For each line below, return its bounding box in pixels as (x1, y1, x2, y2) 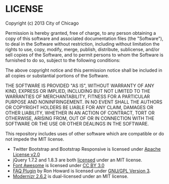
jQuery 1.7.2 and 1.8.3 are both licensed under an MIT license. (12, 157, 142, 163)
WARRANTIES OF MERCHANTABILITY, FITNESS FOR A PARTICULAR (5, 93, 150, 99)
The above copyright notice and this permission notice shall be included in (5, 67, 162, 73)
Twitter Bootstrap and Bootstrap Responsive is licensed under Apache (12, 146, 161, 152)
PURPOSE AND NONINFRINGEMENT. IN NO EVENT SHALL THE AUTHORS (5, 98, 163, 105)
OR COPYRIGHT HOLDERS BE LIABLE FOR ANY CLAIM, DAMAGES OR (5, 104, 154, 110)
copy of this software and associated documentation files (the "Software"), (5, 35, 164, 42)
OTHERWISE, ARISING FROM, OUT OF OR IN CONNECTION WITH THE (5, 115, 155, 121)
